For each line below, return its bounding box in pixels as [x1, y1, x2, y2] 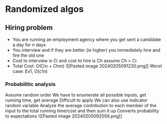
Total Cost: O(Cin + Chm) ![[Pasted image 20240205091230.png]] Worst [12, 63, 162, 69]
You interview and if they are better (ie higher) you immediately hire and [12, 47, 161, 53]
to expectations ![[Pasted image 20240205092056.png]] [5, 113, 122, 119]
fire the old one [12, 52, 44, 58]
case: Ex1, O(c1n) [12, 68, 48, 74]
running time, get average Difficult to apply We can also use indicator [5, 97, 148, 103]
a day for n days [12, 42, 46, 48]
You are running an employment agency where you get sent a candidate [12, 36, 161, 42]
